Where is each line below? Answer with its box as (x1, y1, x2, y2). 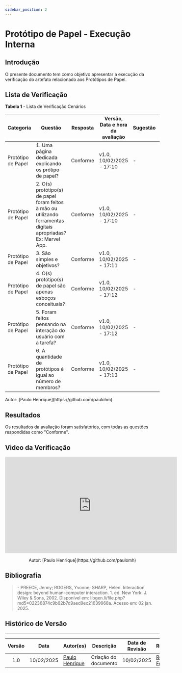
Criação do (91, 653, 117, 660)
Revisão (127, 646, 147, 652)
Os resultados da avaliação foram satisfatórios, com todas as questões (5, 424, 149, 430)
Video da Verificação (5, 443, 71, 452)
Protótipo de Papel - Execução (5, 28, 131, 39)
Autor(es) (63, 642, 87, 649)
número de (36, 378, 61, 385)
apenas (36, 288, 53, 295)
